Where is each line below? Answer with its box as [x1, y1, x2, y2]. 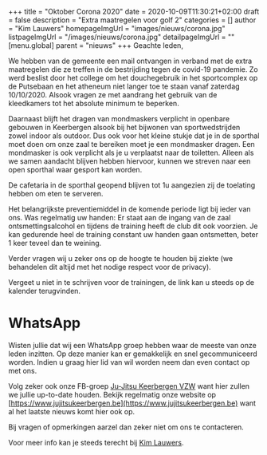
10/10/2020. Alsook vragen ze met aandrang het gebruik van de [8, 90, 218, 99]
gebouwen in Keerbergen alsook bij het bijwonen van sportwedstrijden [8, 123, 241, 132]
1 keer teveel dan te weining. [8, 239, 102, 247]
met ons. [8, 366, 37, 375]
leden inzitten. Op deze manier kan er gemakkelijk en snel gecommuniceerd [8, 349, 257, 358]
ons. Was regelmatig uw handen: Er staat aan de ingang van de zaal [8, 213, 231, 222]
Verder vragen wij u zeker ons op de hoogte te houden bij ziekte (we [8, 254, 234, 263]
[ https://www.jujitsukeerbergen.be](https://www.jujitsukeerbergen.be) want [8, 398, 257, 408]
